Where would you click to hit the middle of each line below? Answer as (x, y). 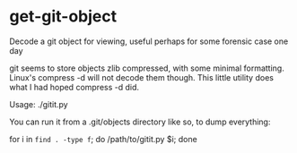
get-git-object (63, 17)
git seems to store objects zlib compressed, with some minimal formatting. (147, 68)
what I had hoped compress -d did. (74, 87)
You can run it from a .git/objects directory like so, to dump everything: (140, 122)
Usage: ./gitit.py (39, 104)
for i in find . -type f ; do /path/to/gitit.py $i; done (103, 139)
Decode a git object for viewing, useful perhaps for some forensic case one (149, 41)
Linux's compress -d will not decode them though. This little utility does (141, 77)
